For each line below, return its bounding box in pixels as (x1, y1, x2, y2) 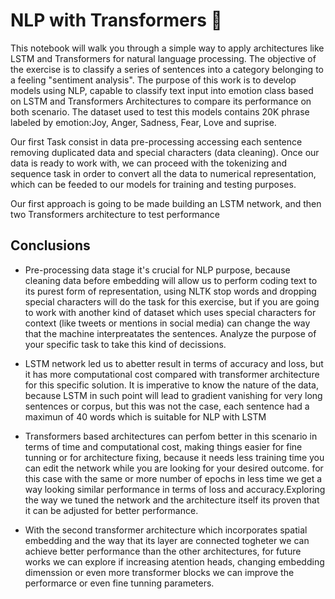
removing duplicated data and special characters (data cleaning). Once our (10, 146, 320, 158)
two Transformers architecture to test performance (10, 208, 220, 220)
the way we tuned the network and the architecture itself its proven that (24, 494, 320, 506)
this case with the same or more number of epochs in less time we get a (24, 472, 323, 484)
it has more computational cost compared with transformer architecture (24, 368, 320, 380)
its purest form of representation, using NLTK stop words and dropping (24, 285, 317, 297)
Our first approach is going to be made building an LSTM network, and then (10, 197, 322, 209)
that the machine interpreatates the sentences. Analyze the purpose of (24, 327, 317, 339)
